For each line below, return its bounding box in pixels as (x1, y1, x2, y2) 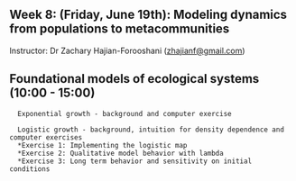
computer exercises (9, 132, 83, 142)
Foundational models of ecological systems (9, 71, 260, 86)
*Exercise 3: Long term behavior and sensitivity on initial (17, 157, 253, 166)
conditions (9, 164, 51, 174)
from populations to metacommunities (9, 22, 230, 37)
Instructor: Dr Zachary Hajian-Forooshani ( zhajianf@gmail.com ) (9, 45, 245, 56)
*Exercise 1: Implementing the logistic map (17, 140, 188, 149)
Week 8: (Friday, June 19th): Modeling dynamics (9, 7, 287, 23)
